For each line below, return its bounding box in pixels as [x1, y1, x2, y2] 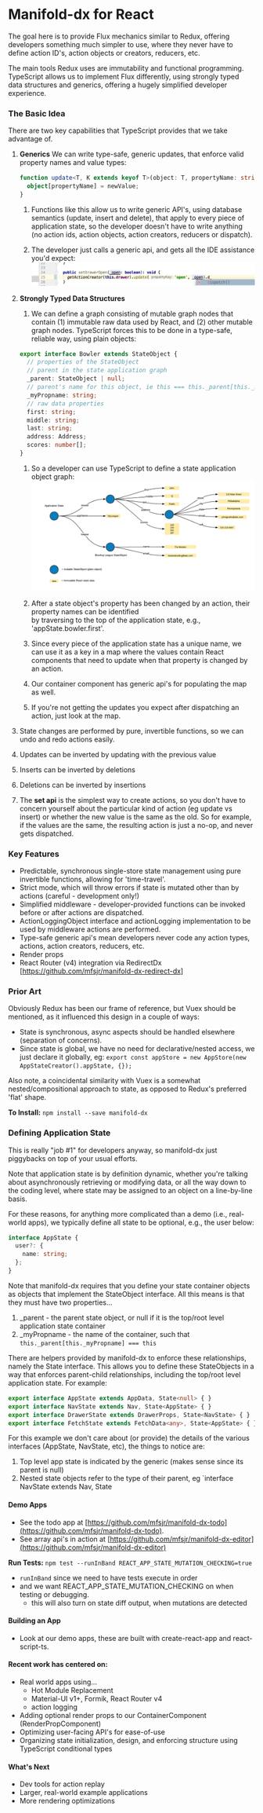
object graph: [31, 471, 75, 481]
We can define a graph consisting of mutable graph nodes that [31, 309, 233, 318]
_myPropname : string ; [27, 391, 98, 399]
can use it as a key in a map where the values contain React [31, 646, 225, 657]
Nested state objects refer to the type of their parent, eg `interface [19, 1474, 233, 1483]
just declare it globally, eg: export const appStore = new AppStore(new [19, 1053, 247, 1062]
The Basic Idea [8, 108, 66, 119]
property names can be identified [31, 606, 139, 616]
